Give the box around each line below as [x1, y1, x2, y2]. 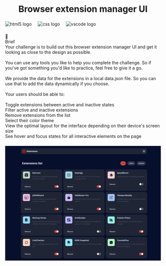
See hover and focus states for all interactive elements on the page [5, 133, 142, 139]
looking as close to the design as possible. [5, 49, 92, 55]
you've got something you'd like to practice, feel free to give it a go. [5, 65, 143, 71]
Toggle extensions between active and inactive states [5, 102, 115, 108]
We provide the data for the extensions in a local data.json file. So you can [5, 76, 157, 82]
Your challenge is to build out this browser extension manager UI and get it [5, 44, 157, 50]
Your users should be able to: [5, 91, 65, 97]
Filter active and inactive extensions [5, 107, 78, 113]
